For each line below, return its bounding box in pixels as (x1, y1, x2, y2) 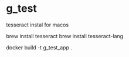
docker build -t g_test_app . (6, 43, 72, 51)
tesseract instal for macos (6, 21, 69, 28)
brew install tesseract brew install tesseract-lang (6, 32, 124, 39)
